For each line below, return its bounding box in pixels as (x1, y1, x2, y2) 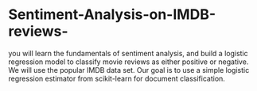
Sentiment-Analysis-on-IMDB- (8, 6, 216, 24)
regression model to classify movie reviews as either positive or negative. (8, 57, 249, 66)
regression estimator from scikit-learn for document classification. (8, 74, 225, 83)
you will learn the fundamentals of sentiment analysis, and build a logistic (8, 48, 248, 58)
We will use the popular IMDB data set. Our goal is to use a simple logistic (8, 65, 250, 74)
